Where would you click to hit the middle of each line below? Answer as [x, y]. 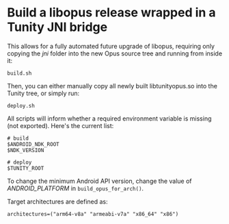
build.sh [19, 73]
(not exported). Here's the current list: [60, 125]
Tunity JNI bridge [57, 27]
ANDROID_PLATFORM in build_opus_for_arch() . [76, 188]
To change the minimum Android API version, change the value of [100, 181]
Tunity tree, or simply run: [43, 93]
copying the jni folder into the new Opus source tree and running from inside [115, 53]
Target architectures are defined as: [57, 201]
